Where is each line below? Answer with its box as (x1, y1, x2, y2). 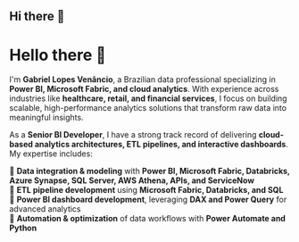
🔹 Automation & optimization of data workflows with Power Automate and (9, 213, 286, 224)
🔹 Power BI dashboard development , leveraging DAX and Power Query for (9, 194, 287, 205)
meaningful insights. (9, 113, 84, 123)
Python (9, 222, 37, 233)
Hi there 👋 (9, 9, 65, 24)
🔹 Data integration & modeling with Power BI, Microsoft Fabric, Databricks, (9, 166, 290, 177)
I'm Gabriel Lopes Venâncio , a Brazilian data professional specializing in (9, 74, 277, 85)
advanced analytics (9, 204, 81, 214)
